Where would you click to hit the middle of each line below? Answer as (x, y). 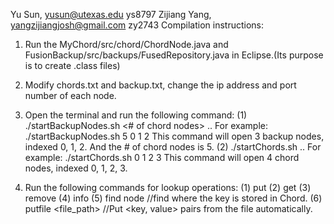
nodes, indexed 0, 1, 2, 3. (76, 168)
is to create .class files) (72, 65)
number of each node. (70, 95)
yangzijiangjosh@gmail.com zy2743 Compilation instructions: (137, 25)
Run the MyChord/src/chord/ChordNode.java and (126, 44)
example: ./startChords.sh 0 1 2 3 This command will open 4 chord (162, 157)
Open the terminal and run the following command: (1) (136, 115)
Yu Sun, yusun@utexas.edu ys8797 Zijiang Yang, (111, 14)
